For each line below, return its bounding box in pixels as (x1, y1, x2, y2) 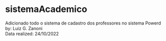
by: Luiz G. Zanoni (5, 25, 42, 31)
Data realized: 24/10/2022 (5, 30, 59, 36)
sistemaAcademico (5, 3, 87, 15)
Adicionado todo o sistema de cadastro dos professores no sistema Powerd (5, 20, 161, 26)
